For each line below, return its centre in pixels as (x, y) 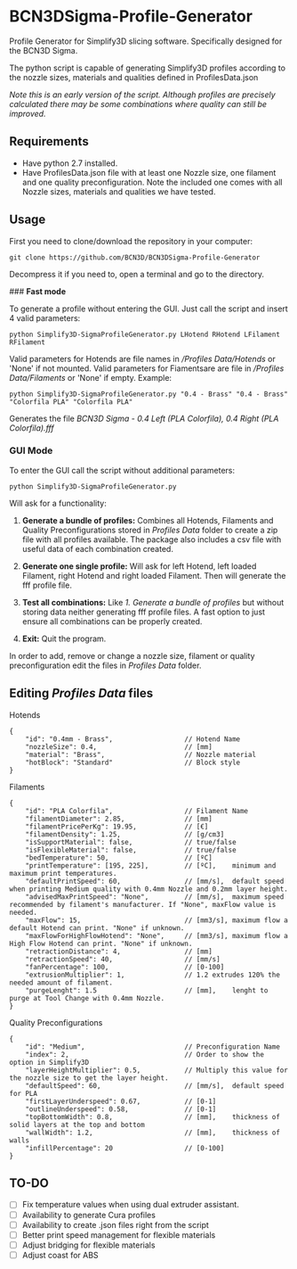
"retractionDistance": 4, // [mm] (119, 952)
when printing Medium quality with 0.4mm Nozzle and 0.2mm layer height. (149, 889)
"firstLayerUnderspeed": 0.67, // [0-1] (121, 1101)
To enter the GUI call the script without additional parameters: (122, 470)
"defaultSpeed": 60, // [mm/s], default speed (155, 1085)
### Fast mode (38, 291)
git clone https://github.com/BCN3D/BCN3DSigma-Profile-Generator (135, 257)
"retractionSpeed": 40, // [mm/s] (123, 959)
